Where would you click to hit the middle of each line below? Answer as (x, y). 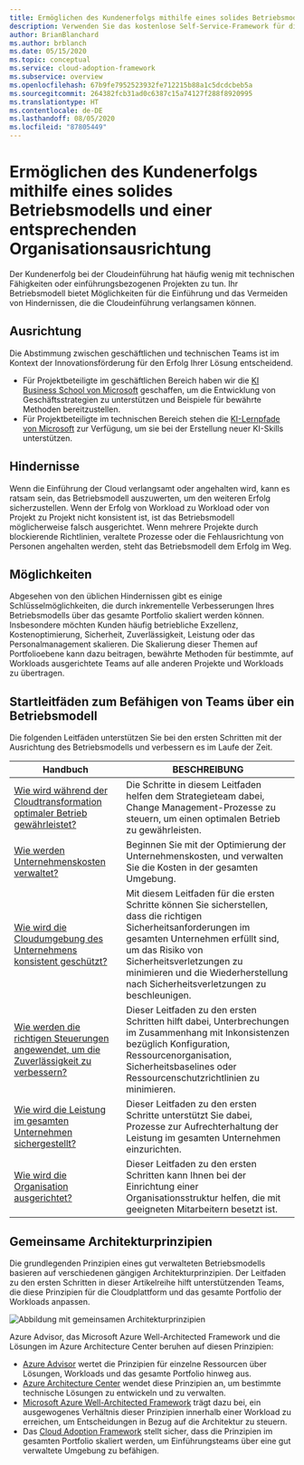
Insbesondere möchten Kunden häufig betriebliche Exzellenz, (124, 625)
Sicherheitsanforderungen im (188, 927)
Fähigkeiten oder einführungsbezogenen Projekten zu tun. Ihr (124, 283)
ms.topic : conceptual (50, 60)
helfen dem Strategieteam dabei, (195, 796)
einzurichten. (154, 1149)
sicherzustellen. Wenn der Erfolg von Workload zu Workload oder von (139, 507)
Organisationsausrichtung (110, 249)
